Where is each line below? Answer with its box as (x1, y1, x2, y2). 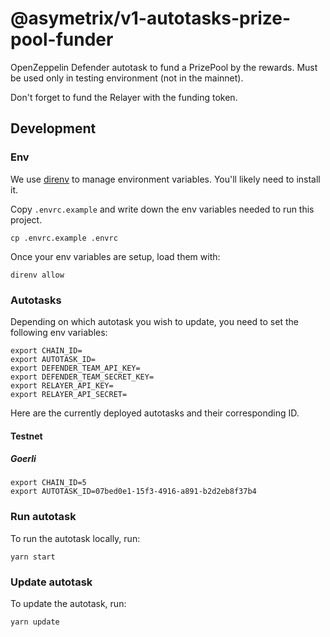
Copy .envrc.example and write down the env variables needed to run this (10, 203, 315, 215)
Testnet (10, 430, 43, 442)
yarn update (10, 617, 60, 627)
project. (10, 213, 43, 226)
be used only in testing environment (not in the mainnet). (10, 72, 244, 84)
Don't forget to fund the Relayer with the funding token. (10, 91, 238, 103)
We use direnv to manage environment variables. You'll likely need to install (10, 173, 321, 185)
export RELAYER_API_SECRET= (10, 389, 128, 399)
